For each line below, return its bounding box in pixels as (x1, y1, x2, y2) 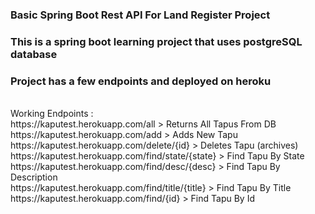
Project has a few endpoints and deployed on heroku (10, 74, 272, 88)
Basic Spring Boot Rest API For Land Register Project (10, 8, 271, 22)
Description (10, 171, 58, 183)
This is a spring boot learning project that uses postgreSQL (10, 34, 303, 48)
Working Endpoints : (10, 108, 94, 120)
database (10, 47, 58, 61)
